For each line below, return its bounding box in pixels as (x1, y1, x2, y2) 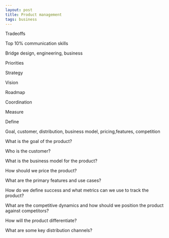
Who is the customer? (5, 148, 51, 154)
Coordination (5, 99, 32, 105)
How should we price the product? (5, 168, 77, 174)
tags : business (5, 17, 37, 22)
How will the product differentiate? (5, 218, 77, 224)
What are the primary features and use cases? (5, 177, 102, 183)
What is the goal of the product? (5, 138, 72, 145)
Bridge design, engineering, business (5, 50, 83, 56)
